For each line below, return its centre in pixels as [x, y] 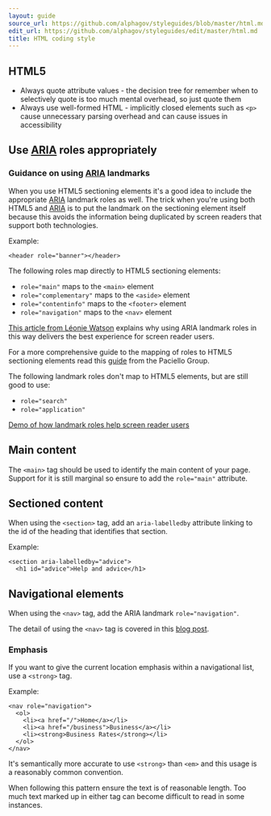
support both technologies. [53, 225]
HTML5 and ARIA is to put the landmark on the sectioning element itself [127, 208]
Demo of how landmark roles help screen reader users [99, 424]
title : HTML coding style [52, 38]
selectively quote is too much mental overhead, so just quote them [131, 99]
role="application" [53, 410]
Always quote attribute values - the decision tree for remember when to [139, 90]
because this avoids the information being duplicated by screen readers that [135, 217]
